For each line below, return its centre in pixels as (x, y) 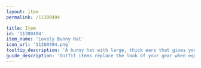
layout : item (22, 12)
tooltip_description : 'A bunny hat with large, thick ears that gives (96, 50)
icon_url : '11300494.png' (38, 45)
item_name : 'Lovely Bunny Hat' (45, 39)
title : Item (21, 28)
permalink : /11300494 (33, 17)
